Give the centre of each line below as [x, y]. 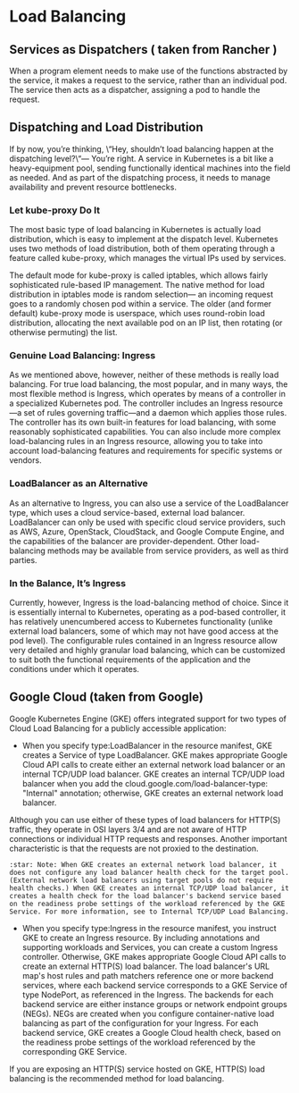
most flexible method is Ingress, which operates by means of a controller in [148, 394]
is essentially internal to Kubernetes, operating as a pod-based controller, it [147, 612]
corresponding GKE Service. [75, 1051]
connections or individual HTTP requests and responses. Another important [148, 838]
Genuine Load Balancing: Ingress [83, 356]
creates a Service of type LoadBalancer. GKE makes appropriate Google [155, 755]
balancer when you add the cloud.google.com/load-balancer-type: [145, 783]
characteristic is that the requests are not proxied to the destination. [134, 848]
